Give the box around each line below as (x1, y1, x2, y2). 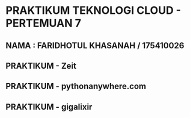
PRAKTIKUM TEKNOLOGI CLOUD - (5, 4, 182, 17)
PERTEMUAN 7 (5, 16, 82, 30)
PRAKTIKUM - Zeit (5, 61, 76, 71)
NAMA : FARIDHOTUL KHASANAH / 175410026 (5, 40, 185, 51)
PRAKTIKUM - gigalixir (5, 102, 93, 112)
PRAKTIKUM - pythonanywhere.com (5, 81, 147, 92)
